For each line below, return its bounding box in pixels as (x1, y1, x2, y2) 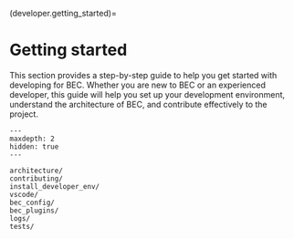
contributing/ (9, 173, 64, 183)
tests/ (9, 222, 35, 231)
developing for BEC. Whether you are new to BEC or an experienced (9, 79, 267, 90)
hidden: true (9, 141, 59, 151)
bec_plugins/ (9, 205, 59, 215)
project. (9, 109, 39, 119)
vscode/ (9, 190, 39, 199)
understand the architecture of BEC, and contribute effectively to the (9, 99, 268, 109)
